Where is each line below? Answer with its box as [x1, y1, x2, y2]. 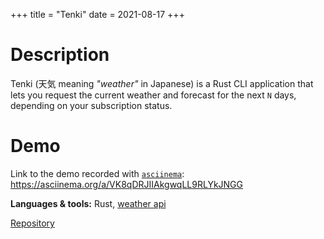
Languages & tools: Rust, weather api [10, 197, 167, 209]
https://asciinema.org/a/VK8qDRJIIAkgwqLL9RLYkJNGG [10, 178, 244, 190]
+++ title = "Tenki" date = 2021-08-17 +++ [10, 9, 185, 20]
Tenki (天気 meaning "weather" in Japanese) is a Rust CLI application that [10, 77, 314, 89]
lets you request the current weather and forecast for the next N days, [10, 89, 297, 101]
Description [10, 44, 110, 66]
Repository [10, 217, 55, 229]
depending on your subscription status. [10, 99, 173, 111]
